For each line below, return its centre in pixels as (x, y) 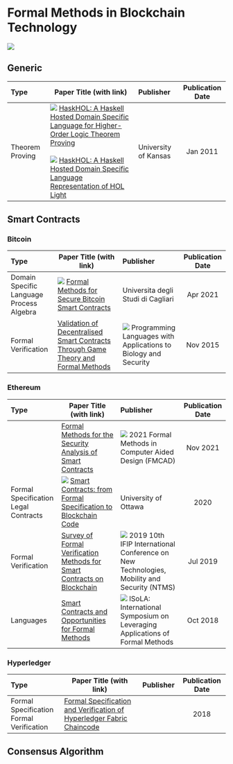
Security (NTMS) (148, 587)
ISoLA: (140, 598)
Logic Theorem (95, 134)
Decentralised (80, 332)
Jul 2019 (203, 561)
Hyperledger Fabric (96, 718)
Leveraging (139, 625)
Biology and (142, 354)
